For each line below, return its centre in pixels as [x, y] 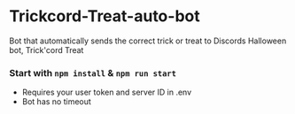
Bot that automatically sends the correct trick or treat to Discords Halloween [148, 41]
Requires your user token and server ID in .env [107, 92]
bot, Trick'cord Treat [47, 49]
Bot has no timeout [56, 102]
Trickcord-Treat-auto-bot [105, 16]
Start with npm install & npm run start [93, 72]
